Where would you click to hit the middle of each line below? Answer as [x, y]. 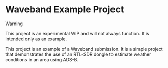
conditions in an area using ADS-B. [42, 59]
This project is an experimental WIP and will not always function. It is [77, 33]
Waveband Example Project [65, 9]
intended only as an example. [36, 39]
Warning [14, 24]
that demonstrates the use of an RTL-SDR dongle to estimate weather [78, 54]
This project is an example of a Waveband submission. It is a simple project [84, 49]
